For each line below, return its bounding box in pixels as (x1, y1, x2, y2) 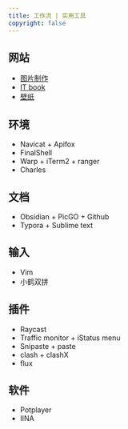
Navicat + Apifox (19, 139, 76, 149)
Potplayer (19, 405, 52, 415)
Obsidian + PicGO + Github (19, 211, 110, 221)
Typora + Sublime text (19, 220, 94, 230)
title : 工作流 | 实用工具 (8, 11, 86, 20)
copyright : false (8, 19, 66, 27)
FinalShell (19, 148, 53, 158)
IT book (19, 82, 46, 92)
